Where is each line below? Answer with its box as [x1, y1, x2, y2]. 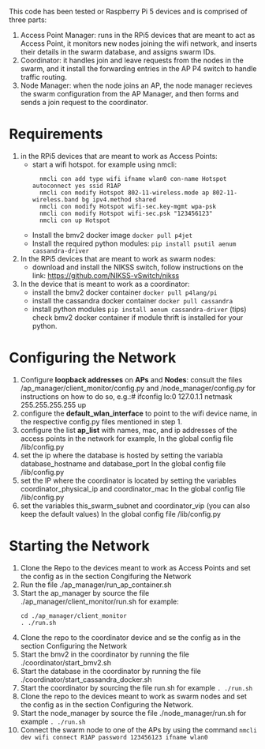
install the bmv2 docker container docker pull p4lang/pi [32, 288, 218, 297]
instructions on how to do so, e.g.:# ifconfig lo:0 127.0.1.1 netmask [20, 391, 233, 401]
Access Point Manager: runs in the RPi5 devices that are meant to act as [20, 31, 256, 40]
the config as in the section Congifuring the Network [20, 571, 192, 581]
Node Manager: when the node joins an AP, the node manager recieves [20, 81, 253, 90]
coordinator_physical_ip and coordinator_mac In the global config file [20, 484, 245, 493]
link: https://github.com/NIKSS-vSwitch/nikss [32, 270, 180, 280]
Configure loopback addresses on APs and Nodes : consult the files [20, 374, 243, 384]
